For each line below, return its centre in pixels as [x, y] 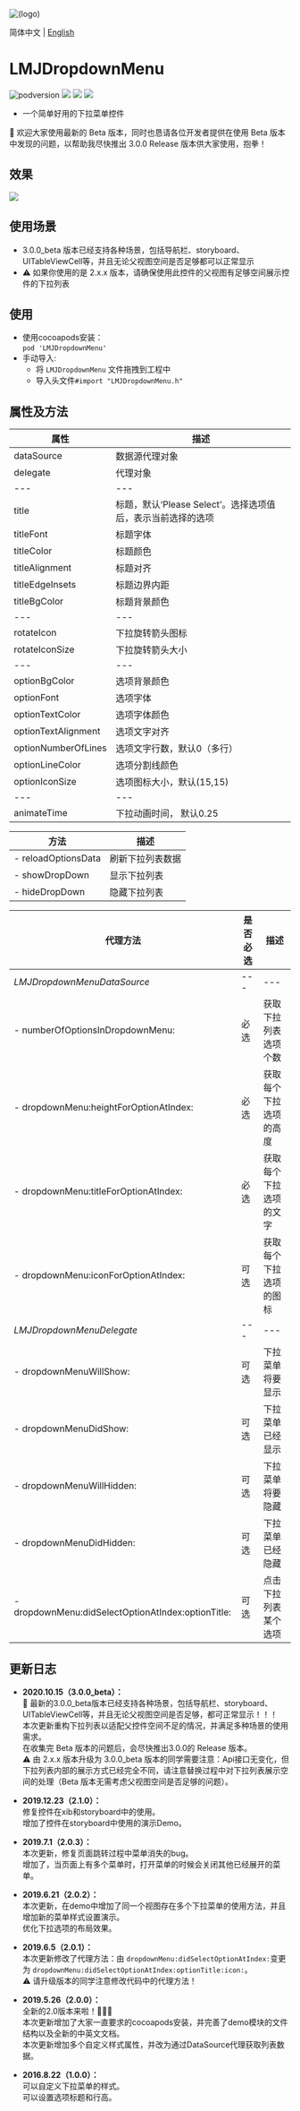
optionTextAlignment [57, 732]
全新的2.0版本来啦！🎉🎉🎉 [67, 2011]
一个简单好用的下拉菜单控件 [73, 113]
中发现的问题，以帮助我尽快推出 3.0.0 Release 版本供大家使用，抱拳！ [138, 143]
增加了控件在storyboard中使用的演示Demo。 [104, 1823]
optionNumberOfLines [60, 748]
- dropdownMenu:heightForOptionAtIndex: [104, 1108]
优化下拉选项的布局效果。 [69, 1928]
